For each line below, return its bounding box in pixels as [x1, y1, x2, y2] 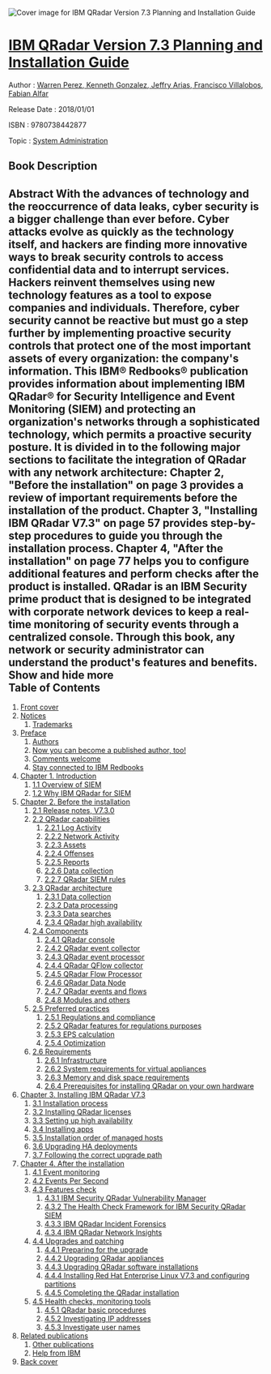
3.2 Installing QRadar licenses [32, 1107, 132, 1117]
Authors [32, 737, 59, 747]
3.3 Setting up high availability [32, 1115, 133, 1126]
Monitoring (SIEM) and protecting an [8, 402, 197, 416]
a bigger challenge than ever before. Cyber [8, 212, 230, 226]
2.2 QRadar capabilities [32, 815, 111, 824]
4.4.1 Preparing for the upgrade [44, 1245, 148, 1255]
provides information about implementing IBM [8, 377, 245, 391]
